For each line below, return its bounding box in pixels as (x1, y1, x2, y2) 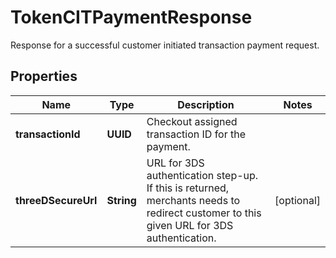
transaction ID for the (146, 127, 247, 141)
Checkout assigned (146, 114, 238, 128)
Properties (10, 68, 78, 85)
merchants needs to (146, 193, 241, 207)
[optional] (274, 193, 321, 207)
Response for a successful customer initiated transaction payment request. (10, 39, 320, 51)
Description (177, 97, 235, 111)
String (106, 193, 137, 207)
